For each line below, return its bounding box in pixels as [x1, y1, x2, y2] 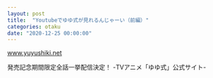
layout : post [7, 10, 45, 17]
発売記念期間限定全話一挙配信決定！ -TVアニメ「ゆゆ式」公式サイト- [7, 63, 207, 72]
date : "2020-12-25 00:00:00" [7, 29, 92, 37]
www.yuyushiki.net [7, 49, 62, 57]
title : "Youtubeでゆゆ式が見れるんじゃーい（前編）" [7, 17, 149, 24]
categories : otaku [7, 23, 61, 30]
